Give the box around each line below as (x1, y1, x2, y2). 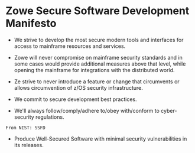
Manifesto (5, 17, 57, 30)
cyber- (161, 107, 177, 114)
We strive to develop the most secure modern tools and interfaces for (14, 36, 184, 43)
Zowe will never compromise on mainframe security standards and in (14, 54, 183, 61)
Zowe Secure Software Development (5, 4, 190, 18)
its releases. (14, 141, 44, 148)
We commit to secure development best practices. (14, 96, 137, 103)
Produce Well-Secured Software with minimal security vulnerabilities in (14, 135, 187, 142)
